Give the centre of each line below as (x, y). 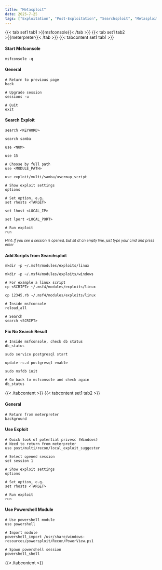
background (16, 419)
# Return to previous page (32, 80)
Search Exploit (20, 120)
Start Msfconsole (23, 48)
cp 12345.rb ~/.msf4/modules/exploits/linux (50, 295)
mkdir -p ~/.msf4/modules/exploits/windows (49, 274)
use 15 (12, 155)
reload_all (16, 308)
